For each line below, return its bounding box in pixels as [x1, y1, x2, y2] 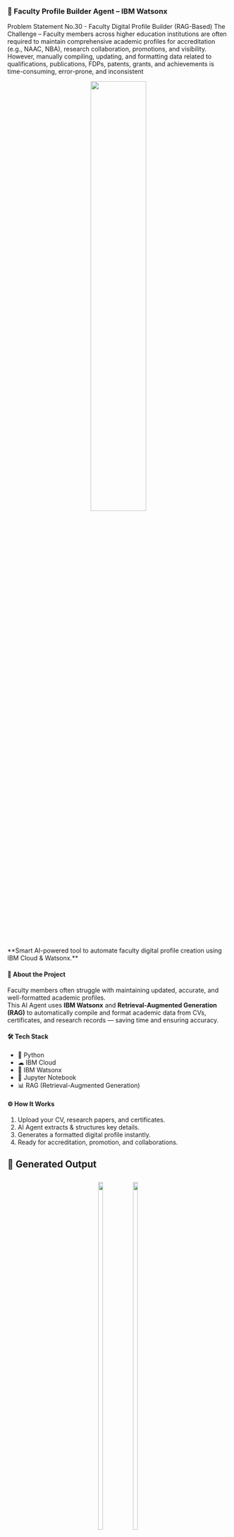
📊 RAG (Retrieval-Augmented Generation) [17, 1081, 140, 1089]
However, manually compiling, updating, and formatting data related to [7, 52, 212, 61]
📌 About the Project [7, 969, 66, 979]
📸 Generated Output [7, 1158, 97, 1170]
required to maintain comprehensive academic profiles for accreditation [7, 37, 216, 46]
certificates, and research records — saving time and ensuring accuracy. [7, 1015, 219, 1024]
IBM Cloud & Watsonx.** [7, 954, 79, 962]
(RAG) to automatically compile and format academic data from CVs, [7, 1008, 207, 1017]
